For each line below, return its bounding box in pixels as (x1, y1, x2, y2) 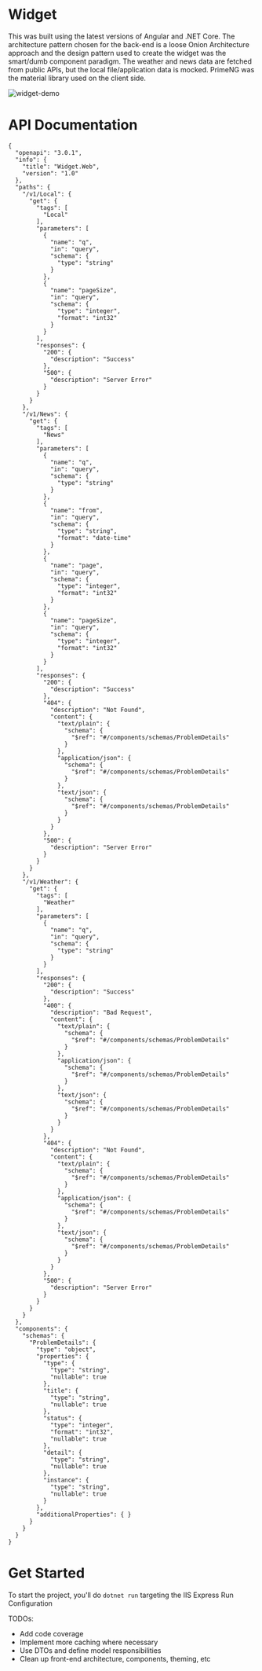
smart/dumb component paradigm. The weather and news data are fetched (8, 57, 253, 66)
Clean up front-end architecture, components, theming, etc (19, 1654, 211, 1663)
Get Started (8, 1564, 85, 1582)
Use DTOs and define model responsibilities (19, 1645, 162, 1655)
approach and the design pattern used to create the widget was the (8, 48, 227, 57)
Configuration (8, 1598, 53, 1608)
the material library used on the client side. (8, 73, 147, 83)
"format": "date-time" (57, 534, 132, 542)
